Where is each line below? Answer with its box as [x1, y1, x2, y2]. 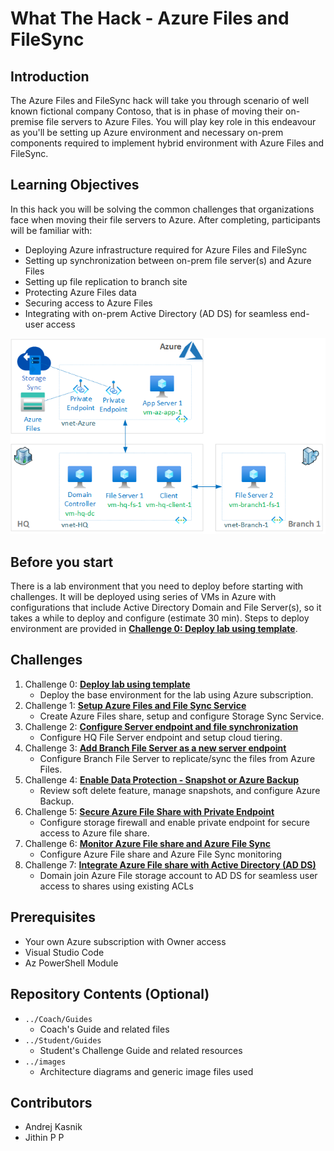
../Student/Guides [24, 1035, 102, 1046]
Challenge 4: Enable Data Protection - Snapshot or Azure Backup [24, 773, 300, 786]
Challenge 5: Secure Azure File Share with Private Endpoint [24, 805, 275, 817]
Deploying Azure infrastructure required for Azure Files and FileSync [24, 243, 308, 256]
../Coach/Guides [24, 1014, 93, 1024]
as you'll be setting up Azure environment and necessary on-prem [10, 127, 284, 138]
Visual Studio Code [24, 946, 105, 958]
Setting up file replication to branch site [24, 275, 188, 287]
